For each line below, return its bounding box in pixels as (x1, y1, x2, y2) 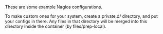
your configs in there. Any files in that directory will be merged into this (5, 19, 147, 24)
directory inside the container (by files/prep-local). (5, 23, 107, 29)
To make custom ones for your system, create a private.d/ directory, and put (5, 13, 158, 19)
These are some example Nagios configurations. (5, 4, 103, 10)
